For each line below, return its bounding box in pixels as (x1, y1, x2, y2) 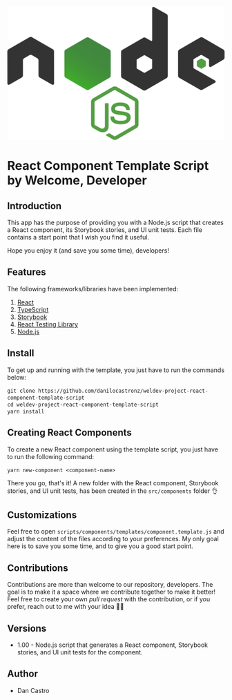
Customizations (7, 509, 77, 521)
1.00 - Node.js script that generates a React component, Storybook (17, 641, 209, 649)
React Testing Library (17, 320, 78, 328)
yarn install (7, 408, 45, 415)
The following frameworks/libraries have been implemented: (7, 284, 179, 293)
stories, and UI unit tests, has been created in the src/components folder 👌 (7, 487, 218, 495)
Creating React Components (7, 427, 133, 438)
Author (7, 668, 38, 680)
